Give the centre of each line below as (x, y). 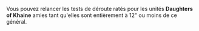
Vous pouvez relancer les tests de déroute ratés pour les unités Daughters (99, 9)
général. (17, 22)
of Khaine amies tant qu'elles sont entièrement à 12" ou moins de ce (92, 15)
